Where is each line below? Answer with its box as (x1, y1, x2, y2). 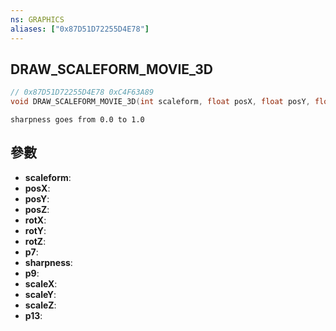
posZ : (24, 203, 50, 215)
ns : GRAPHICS (10, 14, 65, 25)
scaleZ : (24, 299, 57, 311)
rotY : (24, 224, 47, 236)
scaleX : (24, 277, 58, 290)
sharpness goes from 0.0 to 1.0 (10, 115, 145, 125)
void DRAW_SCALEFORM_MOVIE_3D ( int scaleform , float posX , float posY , (10, 97, 311, 107)
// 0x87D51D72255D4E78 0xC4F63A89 (10, 87, 155, 98)
